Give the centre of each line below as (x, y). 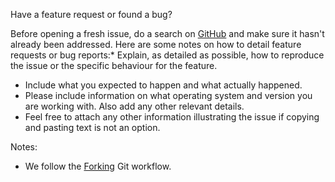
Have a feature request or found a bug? (91, 14)
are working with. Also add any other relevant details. (134, 106)
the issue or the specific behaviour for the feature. (114, 65)
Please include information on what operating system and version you (168, 95)
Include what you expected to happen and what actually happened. (163, 85)
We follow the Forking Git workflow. (98, 166)
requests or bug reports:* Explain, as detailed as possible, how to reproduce (167, 55)
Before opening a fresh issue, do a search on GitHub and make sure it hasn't (167, 33)
